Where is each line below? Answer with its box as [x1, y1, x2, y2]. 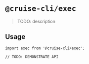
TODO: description [17, 18, 56, 24]
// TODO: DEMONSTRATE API [5, 54, 58, 59]
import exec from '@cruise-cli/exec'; [5, 46, 85, 51]
